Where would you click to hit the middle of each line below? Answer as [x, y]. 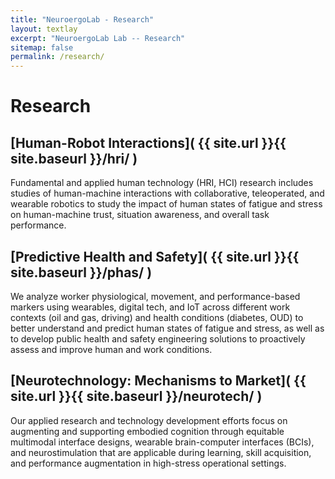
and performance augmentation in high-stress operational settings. [148, 463]
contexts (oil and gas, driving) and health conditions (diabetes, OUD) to [157, 317]
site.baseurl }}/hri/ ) [74, 158]
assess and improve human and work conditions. [111, 349]
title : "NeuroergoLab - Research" [82, 19]
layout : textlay [44, 29]
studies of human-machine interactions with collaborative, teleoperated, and [167, 193]
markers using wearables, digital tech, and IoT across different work [150, 307]
